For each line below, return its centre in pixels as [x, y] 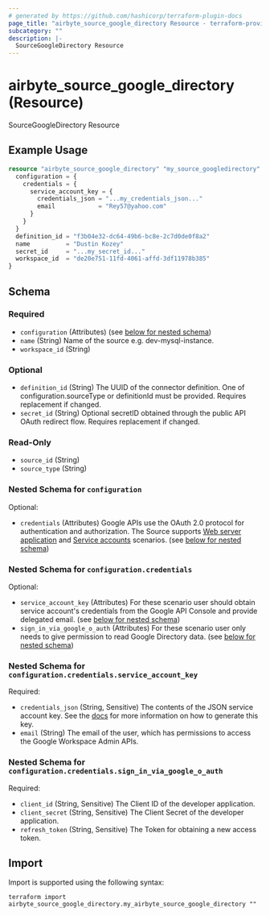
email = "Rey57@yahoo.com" [102, 206]
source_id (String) [50, 460]
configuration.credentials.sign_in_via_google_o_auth [116, 771]
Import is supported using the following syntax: [86, 882]
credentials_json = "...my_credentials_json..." [120, 199]
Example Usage [48, 150]
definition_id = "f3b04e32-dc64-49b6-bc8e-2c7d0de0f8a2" [113, 236]
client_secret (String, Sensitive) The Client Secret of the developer [132, 812]
